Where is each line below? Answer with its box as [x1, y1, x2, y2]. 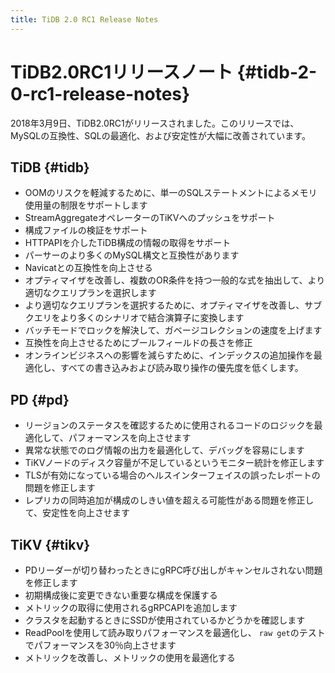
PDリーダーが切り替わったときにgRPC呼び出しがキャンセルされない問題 [24, 564, 323, 576]
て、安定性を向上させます [24, 507, 131, 519]
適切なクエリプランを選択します [24, 287, 157, 299]
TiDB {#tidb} [10, 159, 90, 176]
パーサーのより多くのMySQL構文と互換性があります [24, 249, 240, 261]
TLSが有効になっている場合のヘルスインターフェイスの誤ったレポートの [24, 469, 321, 481]
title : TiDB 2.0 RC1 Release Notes [10, 14, 159, 25]
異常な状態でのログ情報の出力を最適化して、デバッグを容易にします [24, 444, 305, 456]
